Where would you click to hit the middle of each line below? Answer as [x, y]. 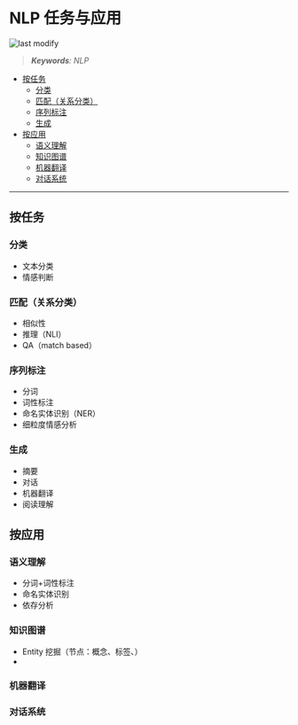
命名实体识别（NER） [61, 414]
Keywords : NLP [60, 60]
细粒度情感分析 [49, 425]
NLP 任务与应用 [65, 18]
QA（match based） [59, 345]
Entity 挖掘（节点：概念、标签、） [82, 651]
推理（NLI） [44, 334]
